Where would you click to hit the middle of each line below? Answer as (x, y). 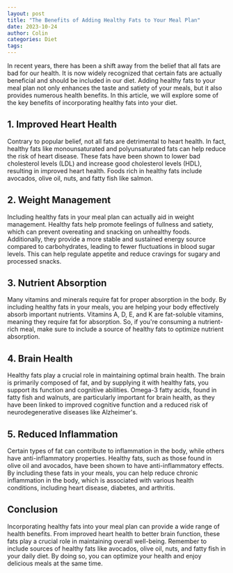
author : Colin (28, 33)
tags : (15, 46)
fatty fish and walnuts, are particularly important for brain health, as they (111, 398)
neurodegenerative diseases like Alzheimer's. (72, 412)
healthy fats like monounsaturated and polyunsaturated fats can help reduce (116, 148)
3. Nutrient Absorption (57, 283)
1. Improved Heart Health (62, 125)
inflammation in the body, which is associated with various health (101, 481)
